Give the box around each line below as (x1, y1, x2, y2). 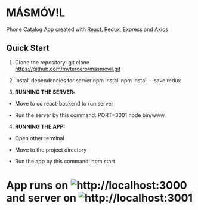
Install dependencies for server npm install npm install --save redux (14, 76, 181, 84)
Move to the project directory (14, 146, 87, 153)
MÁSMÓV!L (6, 6, 66, 20)
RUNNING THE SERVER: (14, 88, 76, 95)
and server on (6, 191, 76, 205)
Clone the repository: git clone (14, 58, 89, 66)
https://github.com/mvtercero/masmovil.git (14, 65, 121, 72)
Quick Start (6, 43, 49, 53)
